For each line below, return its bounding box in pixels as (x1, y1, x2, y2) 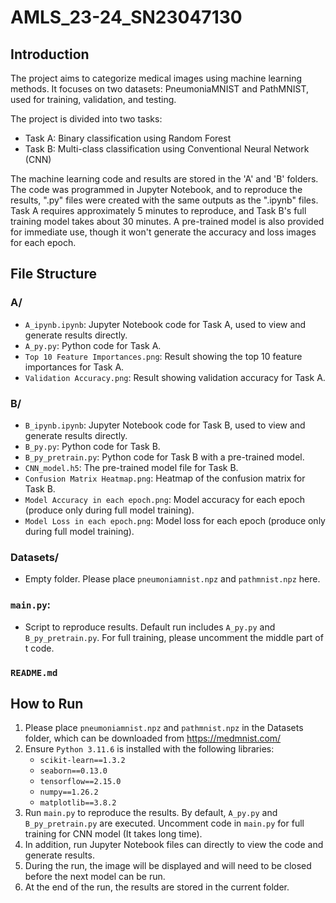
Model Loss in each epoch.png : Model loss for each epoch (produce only (24, 514, 326, 526)
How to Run (10, 695, 84, 712)
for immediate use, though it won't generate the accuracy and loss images (10, 226, 317, 238)
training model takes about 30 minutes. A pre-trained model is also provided (10, 216, 325, 227)
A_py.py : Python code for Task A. (24, 339, 162, 351)
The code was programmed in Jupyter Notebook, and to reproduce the (10, 184, 303, 195)
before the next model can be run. (24, 871, 166, 883)
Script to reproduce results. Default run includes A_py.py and (24, 621, 276, 633)
